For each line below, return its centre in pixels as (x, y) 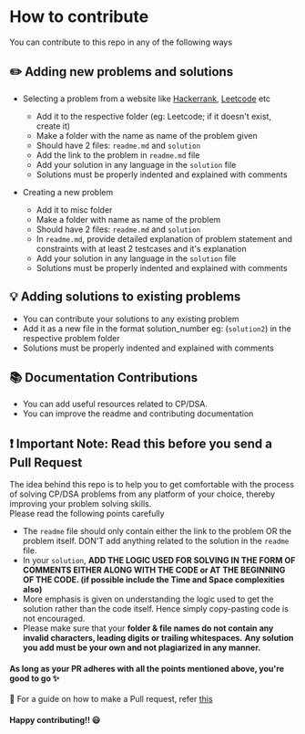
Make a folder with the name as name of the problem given (147, 135)
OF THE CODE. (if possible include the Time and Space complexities (153, 580)
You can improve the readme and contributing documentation (138, 414)
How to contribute (79, 17)
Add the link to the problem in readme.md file (118, 155)
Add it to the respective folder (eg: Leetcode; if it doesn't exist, (153, 116)
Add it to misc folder (74, 210)
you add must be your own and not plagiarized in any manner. (142, 648)
